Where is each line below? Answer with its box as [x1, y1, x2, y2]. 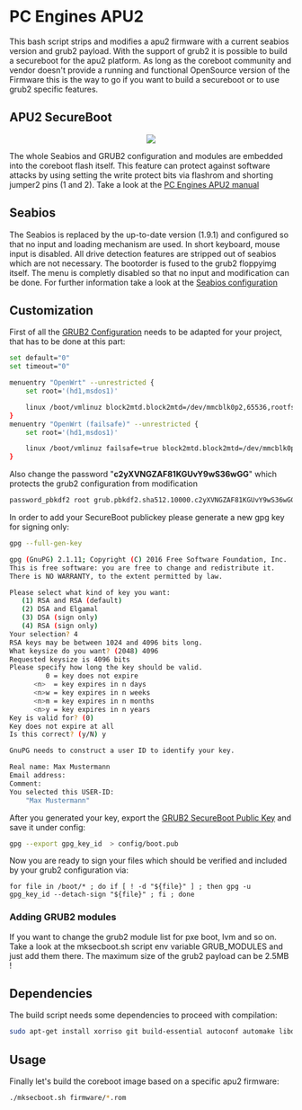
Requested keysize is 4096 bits [9, 654, 130, 664]
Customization [9, 303, 94, 318]
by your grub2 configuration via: [9, 865, 129, 875]
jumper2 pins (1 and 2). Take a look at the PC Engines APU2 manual [9, 179, 260, 190]
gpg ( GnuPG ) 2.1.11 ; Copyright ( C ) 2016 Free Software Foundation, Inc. [9, 555, 288, 564]
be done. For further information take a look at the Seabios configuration [9, 277, 279, 288]
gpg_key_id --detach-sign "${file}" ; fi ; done [9, 890, 195, 900]
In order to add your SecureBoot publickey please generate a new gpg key [9, 512, 285, 522]
